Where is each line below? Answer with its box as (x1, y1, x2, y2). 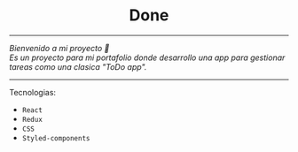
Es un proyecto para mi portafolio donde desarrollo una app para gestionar (9, 52, 286, 63)
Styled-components (21, 133, 90, 142)
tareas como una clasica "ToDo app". (9, 61, 147, 72)
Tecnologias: (9, 87, 56, 97)
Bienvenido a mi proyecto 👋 (9, 42, 110, 53)
